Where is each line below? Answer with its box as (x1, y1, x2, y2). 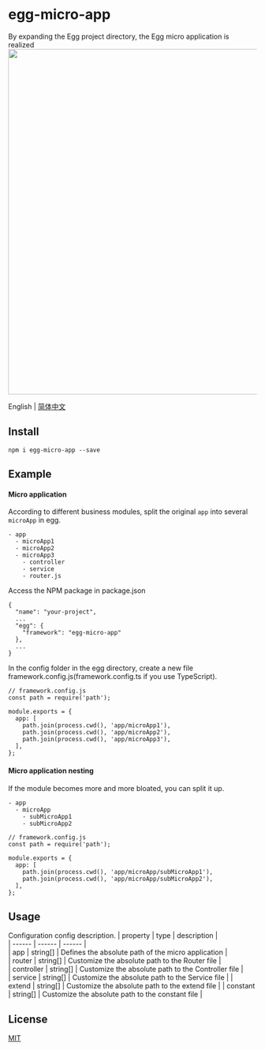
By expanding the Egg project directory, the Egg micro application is (8, 32, 230, 41)
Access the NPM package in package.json (8, 586, 146, 595)
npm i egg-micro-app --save (8, 446, 101, 454)
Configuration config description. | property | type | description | (8, 931, 218, 940)
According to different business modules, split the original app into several (8, 507, 248, 516)
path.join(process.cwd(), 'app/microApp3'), (22, 736, 171, 744)
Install (8, 425, 39, 439)
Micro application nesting (8, 766, 95, 775)
